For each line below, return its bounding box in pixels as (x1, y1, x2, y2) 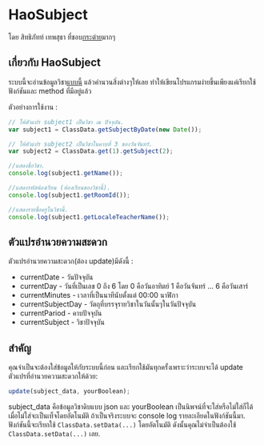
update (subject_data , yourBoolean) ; (8, 387, 130, 395)
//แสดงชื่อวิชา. (8, 162, 46, 170)
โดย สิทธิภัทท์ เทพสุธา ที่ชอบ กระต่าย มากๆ (8, 32, 116, 42)
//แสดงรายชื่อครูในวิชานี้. (8, 206, 69, 214)
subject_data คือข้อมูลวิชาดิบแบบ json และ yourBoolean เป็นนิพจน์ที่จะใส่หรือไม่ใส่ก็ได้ (8, 402, 254, 411)
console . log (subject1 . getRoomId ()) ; (8, 190, 130, 199)
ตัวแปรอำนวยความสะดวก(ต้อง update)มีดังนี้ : (8, 256, 134, 266)
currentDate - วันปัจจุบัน (19, 272, 94, 282)
